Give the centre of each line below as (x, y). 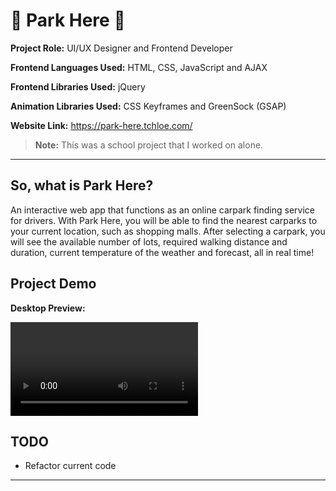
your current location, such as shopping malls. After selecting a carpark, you (168, 231)
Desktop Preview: (48, 308)
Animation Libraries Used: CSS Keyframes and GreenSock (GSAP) (148, 106)
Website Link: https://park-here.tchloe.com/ (101, 125)
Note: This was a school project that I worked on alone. (149, 145)
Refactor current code (70, 466)
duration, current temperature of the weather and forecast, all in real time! (162, 252)
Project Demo (53, 284)
